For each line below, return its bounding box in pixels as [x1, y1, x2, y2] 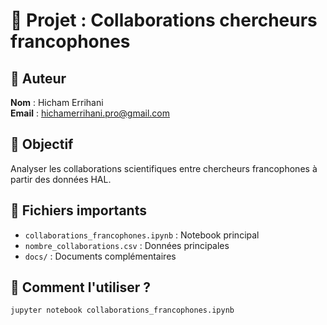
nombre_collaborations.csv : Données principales [24, 239, 230, 251]
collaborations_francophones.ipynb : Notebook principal [24, 229, 260, 241]
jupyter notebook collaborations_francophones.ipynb [10, 305, 235, 316]
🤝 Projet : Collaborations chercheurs [10, 9, 318, 32]
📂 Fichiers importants [10, 202, 147, 219]
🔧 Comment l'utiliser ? [10, 279, 151, 296]
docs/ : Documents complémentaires [24, 250, 177, 262]
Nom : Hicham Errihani [10, 97, 104, 108]
